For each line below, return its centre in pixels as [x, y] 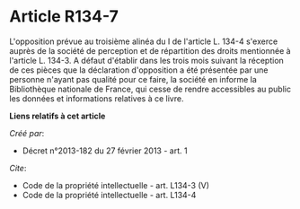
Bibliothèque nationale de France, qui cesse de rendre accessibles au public [150, 89]
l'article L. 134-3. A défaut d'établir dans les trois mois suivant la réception [147, 60]
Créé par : [27, 133]
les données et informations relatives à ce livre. [97, 98]
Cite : [18, 168]
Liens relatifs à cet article [57, 116]
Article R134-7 [64, 17]
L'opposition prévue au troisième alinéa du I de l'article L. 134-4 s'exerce [144, 41]
